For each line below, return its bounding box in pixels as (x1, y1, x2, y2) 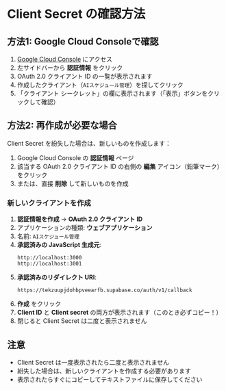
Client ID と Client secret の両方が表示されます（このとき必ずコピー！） (16, 309, 223, 317)
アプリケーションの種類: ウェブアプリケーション (16, 224, 153, 232)
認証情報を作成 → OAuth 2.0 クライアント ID (16, 215, 143, 223)
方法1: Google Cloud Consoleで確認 (7, 36, 159, 47)
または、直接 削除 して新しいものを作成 (16, 179, 129, 187)
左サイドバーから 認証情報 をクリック (16, 64, 123, 72)
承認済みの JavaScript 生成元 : (16, 241, 101, 249)
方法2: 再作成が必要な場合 (7, 120, 118, 131)
